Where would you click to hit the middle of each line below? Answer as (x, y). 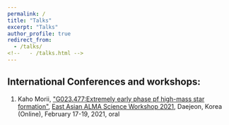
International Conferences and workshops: (104, 82)
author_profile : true (39, 34)
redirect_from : (30, 40)
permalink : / (27, 14)
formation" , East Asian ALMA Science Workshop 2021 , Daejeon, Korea (120, 106)
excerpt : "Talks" (33, 27)
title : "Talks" (30, 20)
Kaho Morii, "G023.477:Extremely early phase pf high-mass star (111, 99)
